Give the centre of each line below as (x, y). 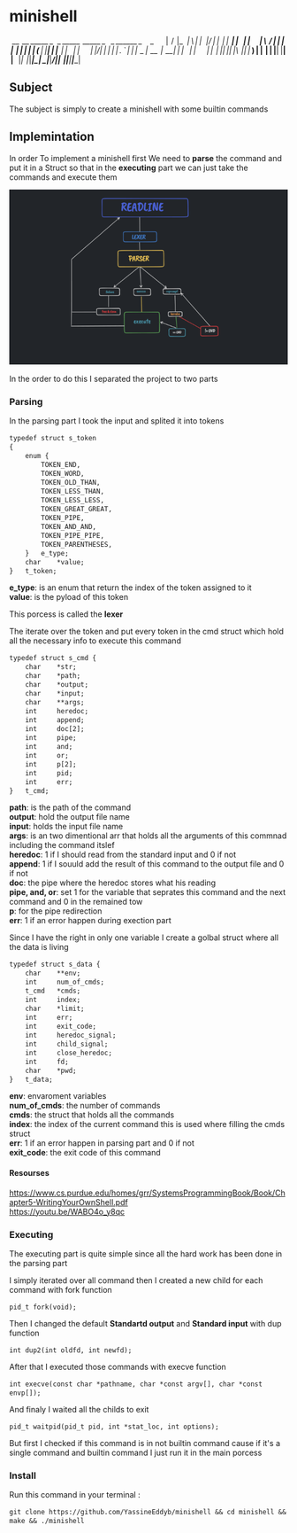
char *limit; (55, 1009)
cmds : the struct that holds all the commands (92, 1115)
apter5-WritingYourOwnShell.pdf (69, 1202)
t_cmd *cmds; (53, 991)
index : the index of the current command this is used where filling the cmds (147, 1124)
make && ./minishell (47, 1521)
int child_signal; (67, 1044)
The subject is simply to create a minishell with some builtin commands (139, 109)
